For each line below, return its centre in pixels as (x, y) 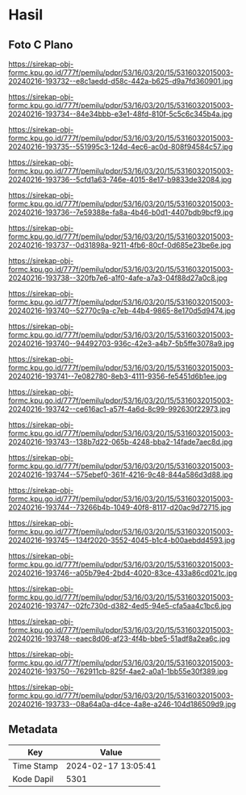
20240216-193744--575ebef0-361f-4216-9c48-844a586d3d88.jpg (121, 475)
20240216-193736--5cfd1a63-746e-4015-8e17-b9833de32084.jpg (120, 180)
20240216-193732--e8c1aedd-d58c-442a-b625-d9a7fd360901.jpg (121, 81)
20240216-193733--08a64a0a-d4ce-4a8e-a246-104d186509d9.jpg (122, 704)
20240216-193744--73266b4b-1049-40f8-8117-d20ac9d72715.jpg (120, 507)
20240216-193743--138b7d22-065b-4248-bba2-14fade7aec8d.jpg (121, 442)
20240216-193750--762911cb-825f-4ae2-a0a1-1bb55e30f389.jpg (118, 671)
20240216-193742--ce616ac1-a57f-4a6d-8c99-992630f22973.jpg (119, 409)
